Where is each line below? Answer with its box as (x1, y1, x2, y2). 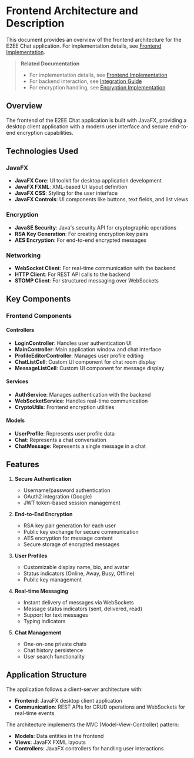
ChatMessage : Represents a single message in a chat (14, 443, 146, 450)
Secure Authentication (14, 475, 72, 482)
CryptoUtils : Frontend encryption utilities (14, 403, 115, 410)
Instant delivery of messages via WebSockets (23, 599, 134, 606)
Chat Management (14, 629, 62, 636)
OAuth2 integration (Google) (23, 493, 92, 500)
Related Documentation (20, 60, 80, 67)
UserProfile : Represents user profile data (14, 430, 115, 437)
